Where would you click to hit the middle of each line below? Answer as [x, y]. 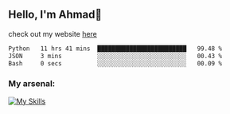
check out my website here [53, 33]
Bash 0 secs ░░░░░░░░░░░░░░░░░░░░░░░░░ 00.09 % [115, 63]
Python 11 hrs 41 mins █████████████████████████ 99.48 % [115, 49]
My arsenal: [32, 84]
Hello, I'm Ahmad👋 [55, 15]
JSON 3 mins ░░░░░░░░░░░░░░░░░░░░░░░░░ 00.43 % [115, 56]
